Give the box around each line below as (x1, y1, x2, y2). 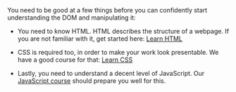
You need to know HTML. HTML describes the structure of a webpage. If (17, 27, 230, 35)
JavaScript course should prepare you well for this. (17, 77, 166, 85)
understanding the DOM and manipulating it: (7, 13, 136, 22)
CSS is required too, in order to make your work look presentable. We (17, 48, 219, 56)
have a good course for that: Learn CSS (17, 55, 133, 64)
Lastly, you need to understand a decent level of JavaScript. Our (17, 70, 205, 77)
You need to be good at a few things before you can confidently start (7, 6, 208, 14)
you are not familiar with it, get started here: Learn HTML (17, 34, 183, 43)
